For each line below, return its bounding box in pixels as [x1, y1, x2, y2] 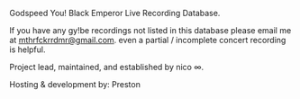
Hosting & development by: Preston [9, 79, 141, 89]
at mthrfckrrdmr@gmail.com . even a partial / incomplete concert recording [9, 35, 286, 45]
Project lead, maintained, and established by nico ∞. [9, 62, 205, 72]
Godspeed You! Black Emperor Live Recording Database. [9, 8, 221, 18]
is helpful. [9, 44, 47, 55]
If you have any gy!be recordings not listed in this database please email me [9, 25, 292, 35]
